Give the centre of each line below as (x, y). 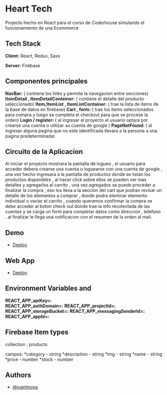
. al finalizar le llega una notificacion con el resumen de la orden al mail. (79, 217)
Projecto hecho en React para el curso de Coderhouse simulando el (75, 23)
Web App (20, 260)
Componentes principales (46, 81)
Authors (18, 375)
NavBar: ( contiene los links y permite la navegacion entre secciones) (77, 93)
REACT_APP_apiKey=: (28, 300)
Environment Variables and (48, 288)
